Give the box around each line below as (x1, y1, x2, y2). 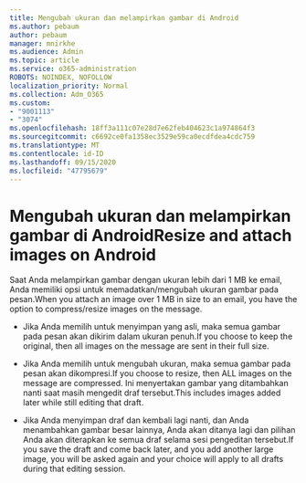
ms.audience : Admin (9, 47, 84, 57)
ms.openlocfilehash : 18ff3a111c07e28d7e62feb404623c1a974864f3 (9, 124, 256, 133)
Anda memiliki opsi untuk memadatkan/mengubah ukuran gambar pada (9, 284, 279, 295)
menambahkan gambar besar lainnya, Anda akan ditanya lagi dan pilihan (22, 425, 296, 436)
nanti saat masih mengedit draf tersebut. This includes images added (22, 387, 281, 398)
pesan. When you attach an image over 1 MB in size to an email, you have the (9, 294, 298, 305)
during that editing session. (22, 463, 126, 475)
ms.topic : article (9, 56, 79, 65)
